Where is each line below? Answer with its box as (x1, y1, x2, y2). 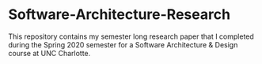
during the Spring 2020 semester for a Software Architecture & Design (8, 40, 238, 49)
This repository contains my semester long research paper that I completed (8, 32, 255, 41)
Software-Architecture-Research (8, 6, 231, 24)
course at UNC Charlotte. (8, 48, 91, 58)
